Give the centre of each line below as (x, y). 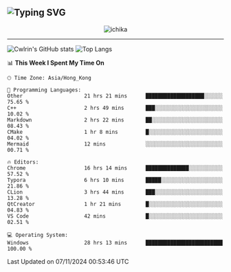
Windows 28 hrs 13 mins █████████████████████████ (115, 242)
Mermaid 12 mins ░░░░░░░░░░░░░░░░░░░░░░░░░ (115, 144)
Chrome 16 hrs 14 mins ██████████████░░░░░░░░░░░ (115, 168)
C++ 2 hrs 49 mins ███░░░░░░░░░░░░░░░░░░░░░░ (115, 108)
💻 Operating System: (38, 235)
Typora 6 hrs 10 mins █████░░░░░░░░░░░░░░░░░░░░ (115, 180)
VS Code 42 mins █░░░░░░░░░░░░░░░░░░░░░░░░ (115, 216)
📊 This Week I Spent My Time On (56, 63)
